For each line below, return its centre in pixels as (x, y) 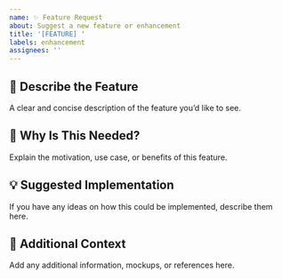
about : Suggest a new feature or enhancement (95, 26)
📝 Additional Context (68, 244)
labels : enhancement (48, 42)
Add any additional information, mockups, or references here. (122, 265)
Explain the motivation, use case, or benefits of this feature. (118, 157)
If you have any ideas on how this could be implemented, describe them (141, 206)
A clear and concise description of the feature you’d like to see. (125, 108)
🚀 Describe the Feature (74, 87)
